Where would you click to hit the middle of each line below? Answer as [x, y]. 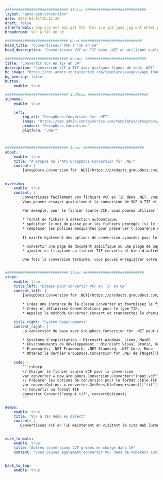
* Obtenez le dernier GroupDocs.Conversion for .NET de [80, 353]
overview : [15, 184]
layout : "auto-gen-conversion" [37, 14]
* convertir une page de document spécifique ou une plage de [87, 246]
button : [13, 81]
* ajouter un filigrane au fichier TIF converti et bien [81, 251]
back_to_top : [18, 466]
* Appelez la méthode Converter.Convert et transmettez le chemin [91, 313]
